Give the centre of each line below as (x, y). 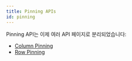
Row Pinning (30, 52)
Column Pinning (34, 46)
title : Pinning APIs (31, 11)
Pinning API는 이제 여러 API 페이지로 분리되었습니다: (66, 34)
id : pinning (21, 17)
